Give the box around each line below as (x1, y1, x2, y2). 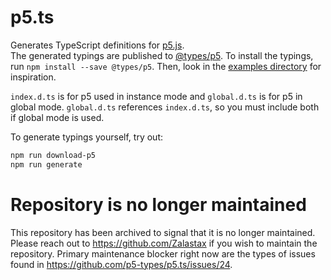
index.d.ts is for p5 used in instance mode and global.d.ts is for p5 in (10, 90, 303, 102)
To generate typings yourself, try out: (10, 131, 164, 143)
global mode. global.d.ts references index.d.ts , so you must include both (10, 101, 320, 113)
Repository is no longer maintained (10, 193, 307, 216)
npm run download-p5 (10, 150, 97, 160)
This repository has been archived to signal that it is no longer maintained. (10, 226, 316, 238)
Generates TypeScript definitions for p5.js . (10, 39, 185, 51)
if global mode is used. (10, 111, 105, 123)
